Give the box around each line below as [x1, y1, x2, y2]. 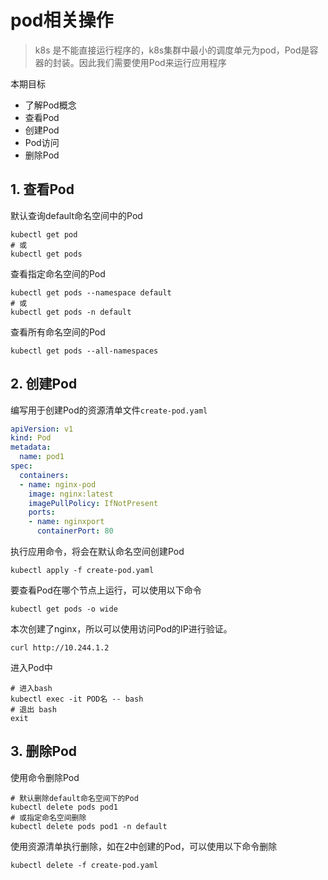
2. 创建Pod [10, 376, 78, 393]
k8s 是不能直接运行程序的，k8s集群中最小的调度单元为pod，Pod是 [34, 44, 310, 56]
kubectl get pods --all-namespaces [10, 346, 159, 356]
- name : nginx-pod [19, 479, 97, 490]
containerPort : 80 [36, 526, 114, 536]
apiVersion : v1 [10, 424, 74, 434]
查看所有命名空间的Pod [10, 326, 106, 338]
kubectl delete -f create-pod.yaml [10, 860, 159, 870]
